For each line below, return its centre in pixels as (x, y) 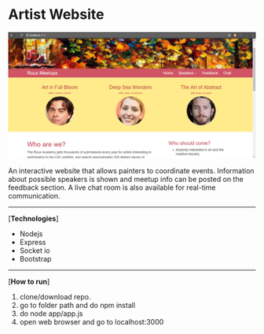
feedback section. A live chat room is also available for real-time (112, 187)
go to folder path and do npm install (77, 306)
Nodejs (31, 234)
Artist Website (56, 15)
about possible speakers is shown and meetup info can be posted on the (126, 180)
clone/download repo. (55, 297)
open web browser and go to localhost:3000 (92, 322)
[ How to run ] (29, 282)
